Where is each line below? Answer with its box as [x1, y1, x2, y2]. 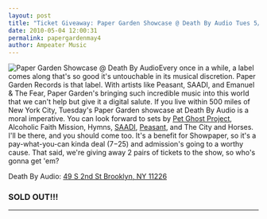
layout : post [8, 11, 52, 20]
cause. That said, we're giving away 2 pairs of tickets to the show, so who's [8, 148, 256, 158]
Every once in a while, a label [158, 63, 254, 72]
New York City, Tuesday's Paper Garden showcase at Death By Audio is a [8, 105, 249, 115]
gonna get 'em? [8, 156, 60, 166]
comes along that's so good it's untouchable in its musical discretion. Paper [8, 72, 256, 81]
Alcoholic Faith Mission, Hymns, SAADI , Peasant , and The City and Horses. [8, 123, 254, 132]
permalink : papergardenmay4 [8, 33, 102, 42]
